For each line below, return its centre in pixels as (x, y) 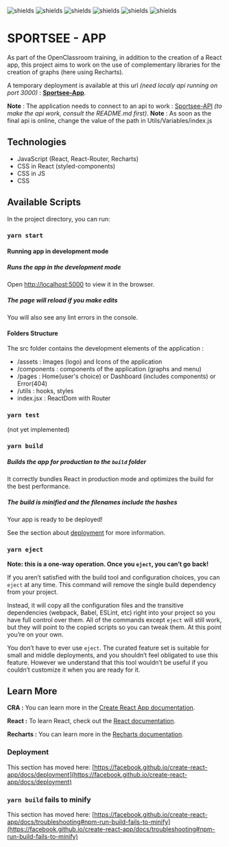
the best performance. (39, 486)
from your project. (33, 592)
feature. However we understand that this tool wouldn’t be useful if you (107, 662)
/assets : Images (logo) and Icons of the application (89, 362)
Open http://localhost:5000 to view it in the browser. (81, 285)
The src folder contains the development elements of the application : (106, 349)
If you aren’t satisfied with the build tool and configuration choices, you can (114, 577)
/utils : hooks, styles (45, 391)
